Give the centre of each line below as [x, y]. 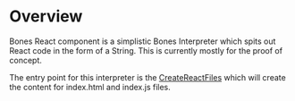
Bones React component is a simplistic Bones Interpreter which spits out [143, 41]
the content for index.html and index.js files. [90, 87]
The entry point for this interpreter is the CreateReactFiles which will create [147, 77]
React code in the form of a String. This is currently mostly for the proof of [146, 50]
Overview [46, 17]
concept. [26, 60]
